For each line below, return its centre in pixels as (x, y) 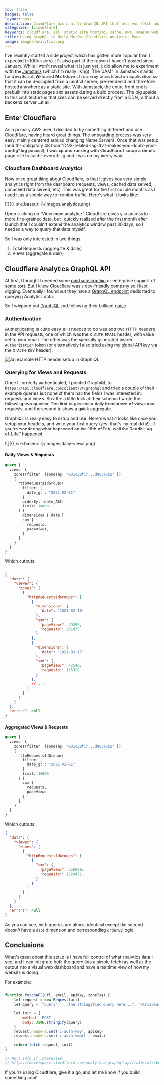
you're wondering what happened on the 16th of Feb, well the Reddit (74, 429)
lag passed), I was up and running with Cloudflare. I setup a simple (88, 151)
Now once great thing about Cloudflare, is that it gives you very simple (76, 179)
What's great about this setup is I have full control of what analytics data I (79, 957)
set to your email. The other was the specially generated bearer (69, 339)
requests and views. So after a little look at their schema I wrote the (73, 399)
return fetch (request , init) (43, 1045)
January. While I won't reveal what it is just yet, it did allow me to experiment (82, 66)
